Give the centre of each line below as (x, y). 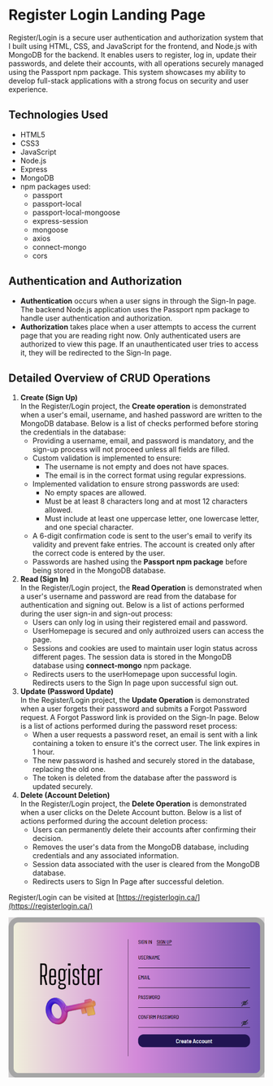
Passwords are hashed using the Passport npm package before (140, 562)
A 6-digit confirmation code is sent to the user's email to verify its (142, 536)
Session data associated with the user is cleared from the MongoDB (146, 865)
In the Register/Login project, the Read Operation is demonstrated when (141, 588)
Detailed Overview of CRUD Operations (110, 378)
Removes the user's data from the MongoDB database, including (141, 847)
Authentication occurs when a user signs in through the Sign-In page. (138, 301)
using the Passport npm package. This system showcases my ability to (127, 72)
